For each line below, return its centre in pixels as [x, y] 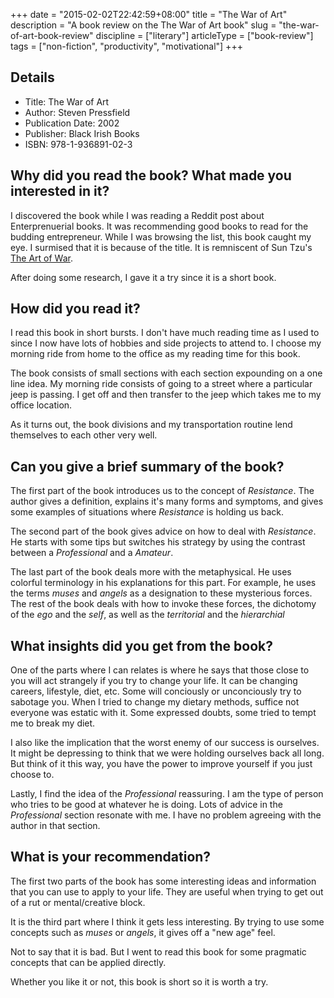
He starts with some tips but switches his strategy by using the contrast [158, 542]
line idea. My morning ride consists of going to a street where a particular [161, 384]
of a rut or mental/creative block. [78, 902]
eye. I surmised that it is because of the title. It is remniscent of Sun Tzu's [161, 247]
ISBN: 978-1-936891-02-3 [78, 144]
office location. [41, 405]
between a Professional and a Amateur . [92, 553]
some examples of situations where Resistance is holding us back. [147, 512]
